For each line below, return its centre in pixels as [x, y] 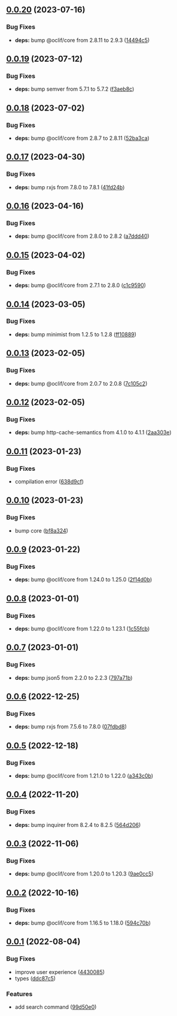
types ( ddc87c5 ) [35, 978]
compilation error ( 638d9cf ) [49, 481]
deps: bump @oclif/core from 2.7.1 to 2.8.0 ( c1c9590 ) [80, 285]
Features [19, 994]
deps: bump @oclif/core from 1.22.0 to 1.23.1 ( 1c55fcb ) [82, 628]
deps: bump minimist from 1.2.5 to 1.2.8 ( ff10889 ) [75, 334]
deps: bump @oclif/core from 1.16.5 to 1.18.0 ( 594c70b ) [83, 923]
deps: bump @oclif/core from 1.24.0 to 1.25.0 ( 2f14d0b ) [83, 579]
